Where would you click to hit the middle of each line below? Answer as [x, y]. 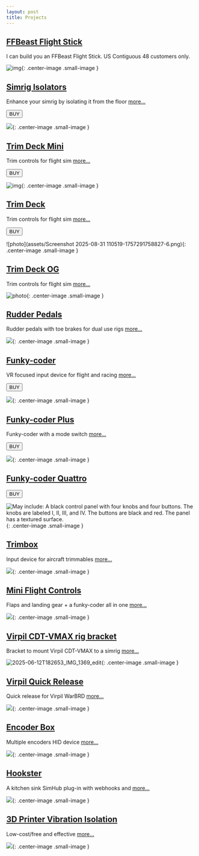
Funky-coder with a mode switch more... [56, 434]
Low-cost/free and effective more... [50, 834]
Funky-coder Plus [40, 420]
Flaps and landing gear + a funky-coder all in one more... [77, 605]
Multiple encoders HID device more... [52, 742]
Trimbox [22, 544]
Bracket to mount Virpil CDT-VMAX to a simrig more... [73, 651]
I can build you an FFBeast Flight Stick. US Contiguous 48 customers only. [98, 56]
